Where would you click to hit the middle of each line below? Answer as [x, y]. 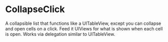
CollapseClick [35, 9]
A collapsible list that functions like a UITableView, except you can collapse [83, 23]
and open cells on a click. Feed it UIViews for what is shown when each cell [84, 28]
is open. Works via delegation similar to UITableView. [60, 34]
